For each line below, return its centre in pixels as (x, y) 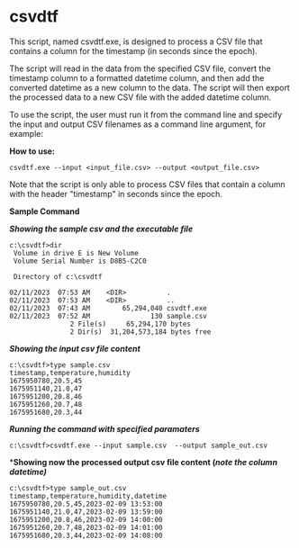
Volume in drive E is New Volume (76, 253)
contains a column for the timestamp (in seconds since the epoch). (134, 50)
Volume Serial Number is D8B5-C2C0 (80, 261)
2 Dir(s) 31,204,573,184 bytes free (140, 332)
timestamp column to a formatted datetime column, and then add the (137, 77)
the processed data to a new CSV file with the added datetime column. (140, 97)
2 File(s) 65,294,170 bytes (131, 324)
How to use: (32, 151)
